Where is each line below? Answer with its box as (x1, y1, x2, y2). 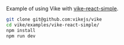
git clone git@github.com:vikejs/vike (6, 17, 102, 22)
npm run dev (6, 33, 36, 39)
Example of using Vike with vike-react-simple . (6, 5, 119, 12)
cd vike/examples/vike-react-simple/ (6, 22, 100, 28)
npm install (6, 27, 36, 33)
